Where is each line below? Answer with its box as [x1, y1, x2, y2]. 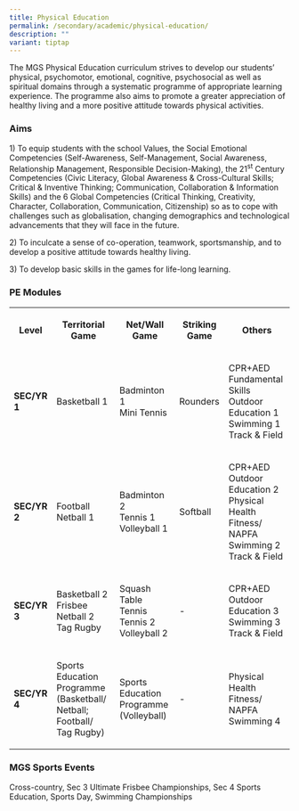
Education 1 [228, 406, 279, 419]
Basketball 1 [56, 395, 109, 407]
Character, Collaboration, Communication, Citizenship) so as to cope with [9, 201, 279, 212]
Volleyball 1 [118, 522, 168, 535]
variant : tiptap [9, 37, 69, 47]
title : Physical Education [9, 12, 109, 22]
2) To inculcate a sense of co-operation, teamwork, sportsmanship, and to [9, 237, 282, 248]
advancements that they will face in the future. [9, 220, 180, 231]
